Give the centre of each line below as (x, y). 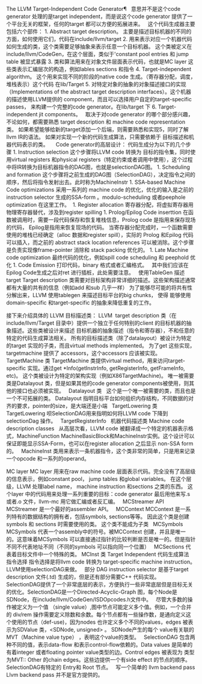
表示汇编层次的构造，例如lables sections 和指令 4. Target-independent (104, 69)
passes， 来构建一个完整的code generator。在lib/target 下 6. (81, 107)
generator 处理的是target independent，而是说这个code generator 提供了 (97, 16)
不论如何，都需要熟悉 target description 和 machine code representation (96, 122)
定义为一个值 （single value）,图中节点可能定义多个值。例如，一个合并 (104, 607)
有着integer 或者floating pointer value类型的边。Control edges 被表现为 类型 (100, 652)
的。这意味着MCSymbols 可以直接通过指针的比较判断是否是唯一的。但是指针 (101, 539)
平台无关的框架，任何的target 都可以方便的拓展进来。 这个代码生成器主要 (103, 24)
